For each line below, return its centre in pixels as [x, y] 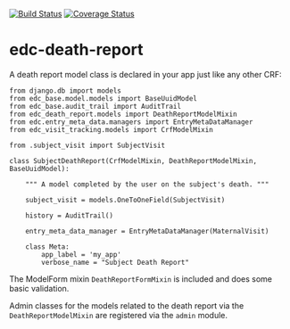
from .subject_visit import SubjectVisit [87, 145]
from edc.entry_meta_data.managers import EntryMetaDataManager [131, 122]
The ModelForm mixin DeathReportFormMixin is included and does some [141, 279]
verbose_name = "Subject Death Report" [116, 262]
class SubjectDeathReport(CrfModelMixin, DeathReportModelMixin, [133, 160]
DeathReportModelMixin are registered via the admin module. [119, 315]
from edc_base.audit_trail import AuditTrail [95, 106]
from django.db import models [66, 90]
